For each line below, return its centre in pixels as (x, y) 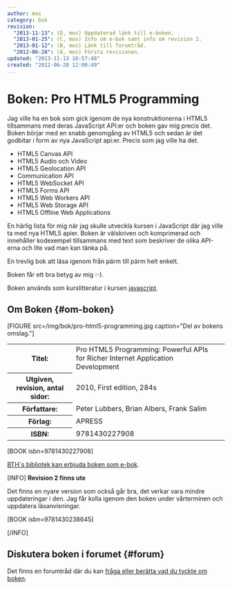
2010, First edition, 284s (116, 387)
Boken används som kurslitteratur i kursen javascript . (83, 288)
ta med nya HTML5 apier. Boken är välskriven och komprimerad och (104, 233)
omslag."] (21, 334)
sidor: (40, 396)
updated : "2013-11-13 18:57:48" (54, 59)
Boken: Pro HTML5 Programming (103, 99)
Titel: (40, 358)
